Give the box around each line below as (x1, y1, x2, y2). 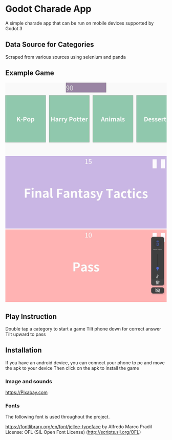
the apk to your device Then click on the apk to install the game (5, 365, 139, 371)
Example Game (5, 69, 55, 77)
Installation (5, 346, 42, 355)
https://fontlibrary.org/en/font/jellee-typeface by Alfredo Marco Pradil (5, 424, 152, 430)
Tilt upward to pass (5, 331, 46, 338)
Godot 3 (5, 25, 23, 31)
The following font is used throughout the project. (5, 414, 110, 420)
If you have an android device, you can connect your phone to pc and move (5, 359, 165, 366)
